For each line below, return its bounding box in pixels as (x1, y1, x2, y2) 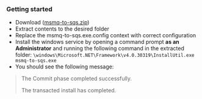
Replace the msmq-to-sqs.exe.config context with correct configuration (15, 32, 197, 39)
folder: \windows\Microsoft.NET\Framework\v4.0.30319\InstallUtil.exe (15, 51, 195, 59)
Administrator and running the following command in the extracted (15, 45, 185, 52)
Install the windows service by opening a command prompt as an (15, 38, 179, 46)
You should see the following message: (15, 63, 114, 70)
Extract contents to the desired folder (15, 25, 110, 32)
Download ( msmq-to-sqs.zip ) (15, 19, 90, 26)
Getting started (6, 5, 53, 13)
